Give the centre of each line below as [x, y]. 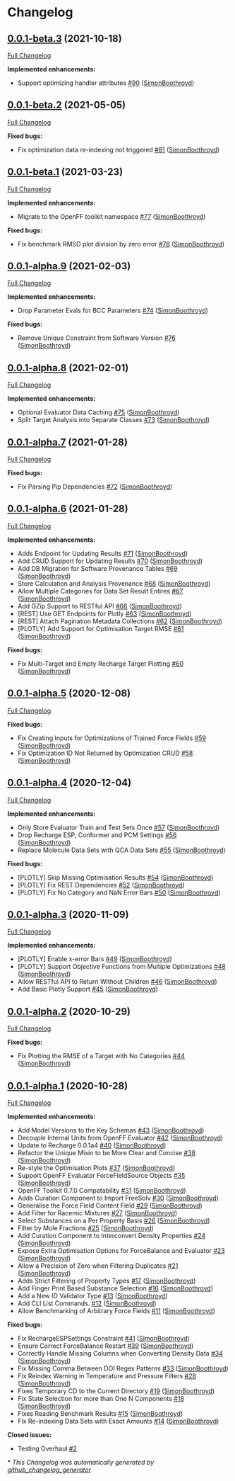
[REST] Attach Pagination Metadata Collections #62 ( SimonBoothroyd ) [120, 621]
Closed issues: [30, 1434]
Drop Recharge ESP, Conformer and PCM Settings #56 [97, 835]
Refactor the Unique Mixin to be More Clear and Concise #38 [107, 1152]
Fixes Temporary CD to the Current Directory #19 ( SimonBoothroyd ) [116, 1391]
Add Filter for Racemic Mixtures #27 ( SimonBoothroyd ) [97, 1213]
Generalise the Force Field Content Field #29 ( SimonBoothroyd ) [110, 1205]
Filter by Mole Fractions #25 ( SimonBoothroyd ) [85, 1228]
